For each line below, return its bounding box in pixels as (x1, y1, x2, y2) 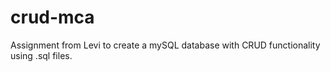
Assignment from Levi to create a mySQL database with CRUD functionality (10, 39, 321, 51)
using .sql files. (10, 49, 73, 61)
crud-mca (10, 6, 95, 29)
